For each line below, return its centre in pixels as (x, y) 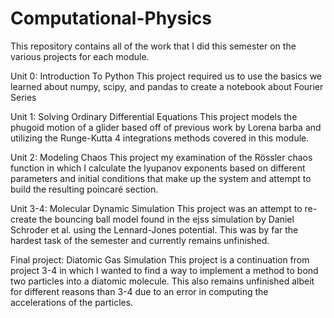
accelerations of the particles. (72, 302)
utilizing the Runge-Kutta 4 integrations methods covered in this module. (160, 138)
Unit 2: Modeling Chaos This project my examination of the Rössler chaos (161, 157)
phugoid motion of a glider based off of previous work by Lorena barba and (166, 127)
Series (23, 97)
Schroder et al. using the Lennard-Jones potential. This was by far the (154, 229)
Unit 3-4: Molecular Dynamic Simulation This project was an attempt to (156, 208)
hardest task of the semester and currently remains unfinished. (140, 240)
